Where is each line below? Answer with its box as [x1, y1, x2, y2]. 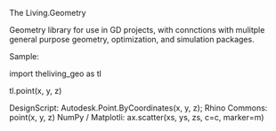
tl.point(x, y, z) [9, 86, 62, 96]
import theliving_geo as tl [9, 68, 102, 79]
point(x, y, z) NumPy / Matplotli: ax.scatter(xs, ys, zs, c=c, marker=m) [9, 112, 264, 122]
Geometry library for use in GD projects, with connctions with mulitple [9, 25, 265, 35]
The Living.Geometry [9, 8, 86, 18]
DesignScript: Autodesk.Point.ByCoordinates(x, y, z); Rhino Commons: [9, 103, 268, 113]
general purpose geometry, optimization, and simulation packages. [9, 35, 256, 44]
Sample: [9, 51, 40, 61]
